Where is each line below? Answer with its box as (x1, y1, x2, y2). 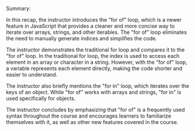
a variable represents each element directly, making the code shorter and (6, 65, 183, 72)
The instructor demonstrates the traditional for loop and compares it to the (6, 46, 185, 53)
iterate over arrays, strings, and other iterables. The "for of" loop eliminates (6, 29, 187, 36)
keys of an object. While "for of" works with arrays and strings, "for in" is (6, 89, 182, 95)
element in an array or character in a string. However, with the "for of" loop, (6, 58, 188, 65)
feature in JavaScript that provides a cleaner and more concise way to (6, 23, 175, 29)
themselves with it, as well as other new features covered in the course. (6, 119, 179, 125)
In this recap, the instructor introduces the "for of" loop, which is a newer (6, 16, 182, 23)
